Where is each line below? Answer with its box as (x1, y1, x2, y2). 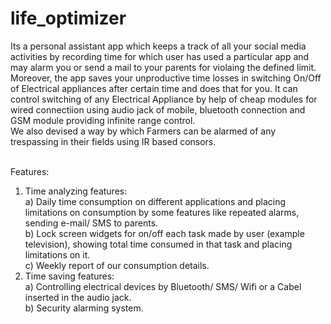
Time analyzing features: (24, 185, 128, 197)
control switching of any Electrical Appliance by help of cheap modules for (10, 93, 318, 105)
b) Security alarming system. (24, 302, 144, 314)
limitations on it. (24, 248, 91, 261)
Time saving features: (24, 270, 115, 282)
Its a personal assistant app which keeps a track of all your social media (10, 40, 307, 52)
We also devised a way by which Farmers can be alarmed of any (10, 125, 277, 137)
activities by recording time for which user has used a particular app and (10, 50, 310, 62)
